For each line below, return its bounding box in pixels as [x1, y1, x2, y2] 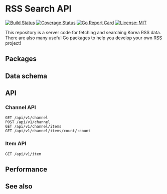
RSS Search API [5, 3, 72, 15]
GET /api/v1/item [5, 151, 42, 156]
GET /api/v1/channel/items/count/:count [5, 129, 91, 134]
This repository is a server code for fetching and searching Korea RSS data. [5, 29, 161, 35]
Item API [5, 140, 27, 147]
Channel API [5, 104, 36, 111]
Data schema [5, 71, 48, 80]
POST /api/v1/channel [5, 120, 51, 125]
